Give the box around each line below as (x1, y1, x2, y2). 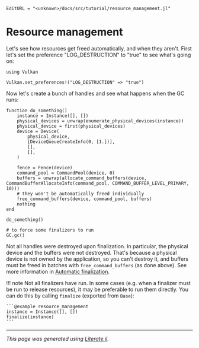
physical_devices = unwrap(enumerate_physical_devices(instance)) (17, 118, 184, 124)
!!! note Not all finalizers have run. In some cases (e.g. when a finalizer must (6, 279, 191, 286)
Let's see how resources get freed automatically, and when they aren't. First (6, 45, 192, 52)
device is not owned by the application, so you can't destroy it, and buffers (6, 255, 188, 262)
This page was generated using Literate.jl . (6, 335, 110, 342)
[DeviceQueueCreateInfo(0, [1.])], (27, 138, 115, 145)
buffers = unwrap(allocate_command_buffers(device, (17, 175, 147, 181)
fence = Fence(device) (17, 164, 73, 170)
